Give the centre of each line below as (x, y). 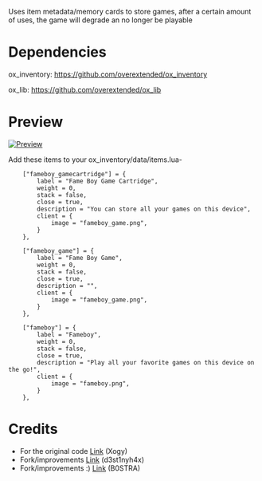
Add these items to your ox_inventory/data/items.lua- (96, 160)
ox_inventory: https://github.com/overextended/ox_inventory (108, 74)
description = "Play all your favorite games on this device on (146, 362)
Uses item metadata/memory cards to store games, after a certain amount (130, 12)
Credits (33, 429)
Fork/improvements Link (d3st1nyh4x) (82, 459)
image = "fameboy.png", (90, 383)
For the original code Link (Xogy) (74, 451)
